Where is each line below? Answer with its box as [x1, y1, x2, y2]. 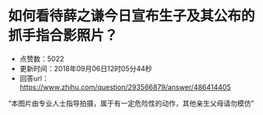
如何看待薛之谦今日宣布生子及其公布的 [8, 7, 256, 25]
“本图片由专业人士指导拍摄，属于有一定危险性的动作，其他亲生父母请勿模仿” [8, 99, 254, 108]
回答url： [19, 74, 49, 83]
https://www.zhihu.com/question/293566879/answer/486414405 [19, 82, 231, 92]
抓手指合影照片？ [8, 27, 119, 45]
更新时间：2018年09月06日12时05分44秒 [19, 63, 153, 73]
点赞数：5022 [19, 54, 65, 63]
